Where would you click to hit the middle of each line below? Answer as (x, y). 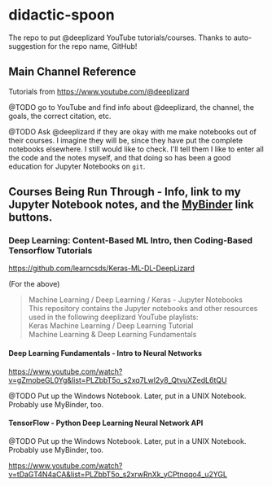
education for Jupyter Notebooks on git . (77, 166)
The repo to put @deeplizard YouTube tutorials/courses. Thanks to (120, 37)
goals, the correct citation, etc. (60, 116)
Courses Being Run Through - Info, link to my (125, 192)
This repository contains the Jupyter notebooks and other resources (143, 309)
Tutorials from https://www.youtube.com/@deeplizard (99, 91)
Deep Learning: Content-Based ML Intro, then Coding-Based (131, 240)
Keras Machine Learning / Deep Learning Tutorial (111, 326)
